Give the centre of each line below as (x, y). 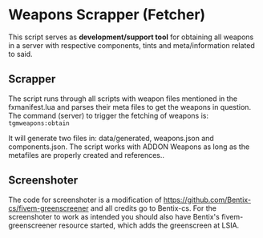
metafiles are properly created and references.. (87, 155)
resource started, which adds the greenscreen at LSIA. (149, 225)
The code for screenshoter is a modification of (85, 200)
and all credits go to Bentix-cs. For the (154, 208)
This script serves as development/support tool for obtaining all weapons (131, 37)
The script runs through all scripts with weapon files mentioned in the (123, 99)
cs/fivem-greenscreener (49, 208)
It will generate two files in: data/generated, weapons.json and (111, 138)
